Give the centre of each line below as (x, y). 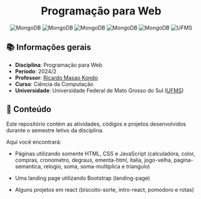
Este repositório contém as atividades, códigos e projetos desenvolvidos (96, 124)
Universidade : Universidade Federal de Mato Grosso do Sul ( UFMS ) (99, 90)
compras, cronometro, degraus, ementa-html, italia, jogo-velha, (94, 160)
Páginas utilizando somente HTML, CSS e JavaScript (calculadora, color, (105, 153)
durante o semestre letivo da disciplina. (55, 130)
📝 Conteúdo (29, 109)
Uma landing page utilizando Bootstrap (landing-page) (82, 178)
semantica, (29, 166)
